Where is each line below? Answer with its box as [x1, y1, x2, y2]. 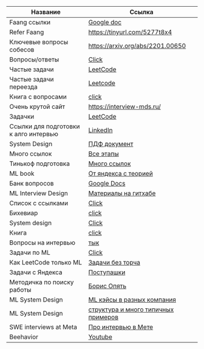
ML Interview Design [9, 189, 68, 197]
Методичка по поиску [9, 278, 74, 286]
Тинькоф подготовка [9, 159, 70, 168]
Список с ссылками [9, 199, 69, 207]
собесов [9, 46, 35, 54]
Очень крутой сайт [9, 103, 66, 111]
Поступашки [88, 268, 126, 276]
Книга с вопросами [9, 92, 67, 101]
